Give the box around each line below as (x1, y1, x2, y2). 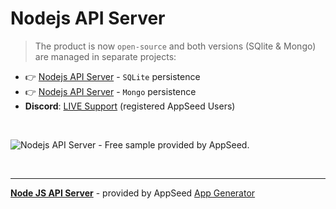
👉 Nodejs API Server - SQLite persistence (24, 70, 201, 82)
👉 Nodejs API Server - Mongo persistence (24, 85, 197, 97)
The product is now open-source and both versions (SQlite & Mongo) (34, 40, 317, 52)
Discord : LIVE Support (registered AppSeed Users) (24, 100, 236, 112)
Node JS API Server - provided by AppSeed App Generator (10, 187, 256, 199)
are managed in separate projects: (34, 50, 177, 62)
